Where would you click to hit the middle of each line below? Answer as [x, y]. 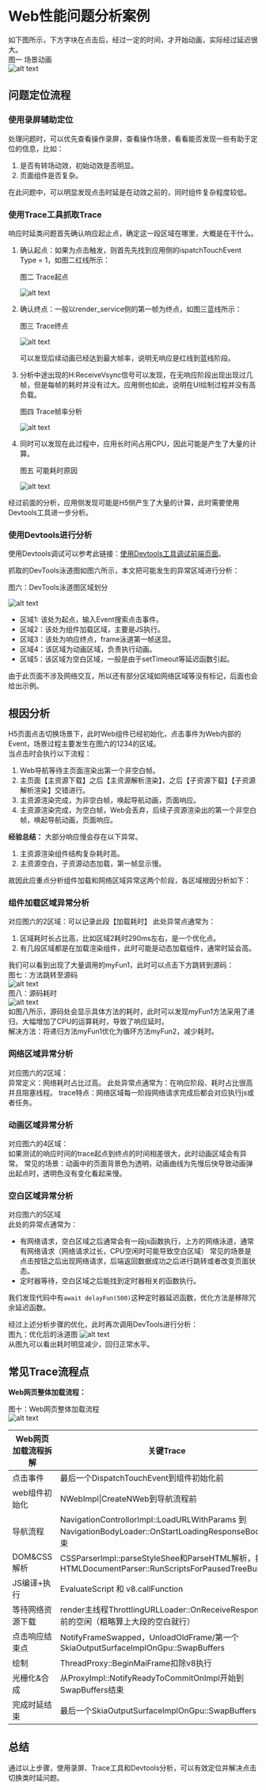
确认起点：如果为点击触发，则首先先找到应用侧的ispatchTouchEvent [130, 249]
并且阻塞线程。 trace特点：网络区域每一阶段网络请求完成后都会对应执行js [128, 1092]
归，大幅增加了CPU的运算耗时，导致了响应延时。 [88, 1022]
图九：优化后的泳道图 [43, 1335]
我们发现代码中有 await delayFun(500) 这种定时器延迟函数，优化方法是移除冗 [132, 1298]
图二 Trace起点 [44, 276]
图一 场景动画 [30, 59]
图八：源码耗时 [32, 993]
